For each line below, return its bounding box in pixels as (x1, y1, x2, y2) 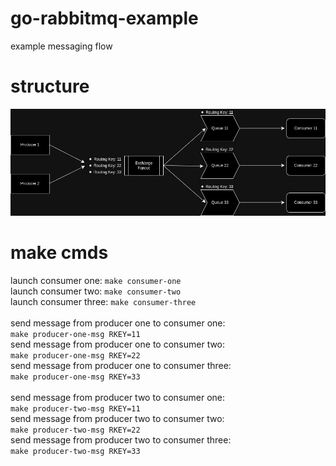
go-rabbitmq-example (10, 7, 199, 30)
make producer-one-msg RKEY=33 (10, 372, 141, 382)
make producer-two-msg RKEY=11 (10, 403, 141, 414)
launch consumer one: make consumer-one (10, 274, 182, 286)
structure (10, 75, 90, 98)
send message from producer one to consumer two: (10, 338, 226, 350)
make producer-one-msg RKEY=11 (10, 329, 141, 339)
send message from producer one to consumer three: (10, 359, 232, 371)
